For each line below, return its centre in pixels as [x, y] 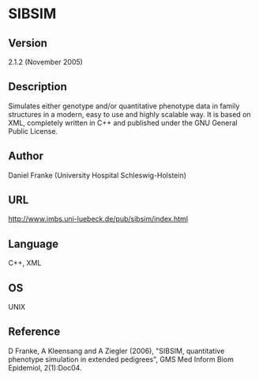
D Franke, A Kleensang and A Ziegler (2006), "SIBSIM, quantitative [116, 351]
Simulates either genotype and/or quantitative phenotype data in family [124, 106]
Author [26, 156]
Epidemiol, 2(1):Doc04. [45, 367]
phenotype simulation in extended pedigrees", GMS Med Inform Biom [121, 359]
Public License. [33, 131]
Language [34, 243]
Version [28, 43]
